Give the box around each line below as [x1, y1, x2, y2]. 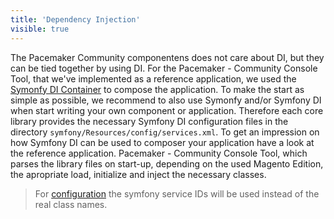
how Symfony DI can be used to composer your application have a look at [10, 136, 315, 148]
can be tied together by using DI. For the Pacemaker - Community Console [10, 62, 318, 74]
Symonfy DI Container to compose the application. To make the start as [10, 83, 305, 95]
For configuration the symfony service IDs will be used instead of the [34, 187, 320, 200]
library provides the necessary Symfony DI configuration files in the [10, 115, 289, 127]
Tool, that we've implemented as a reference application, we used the [10, 72, 297, 85]
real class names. [34, 198, 108, 210]
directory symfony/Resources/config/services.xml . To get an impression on [10, 126, 320, 138]
